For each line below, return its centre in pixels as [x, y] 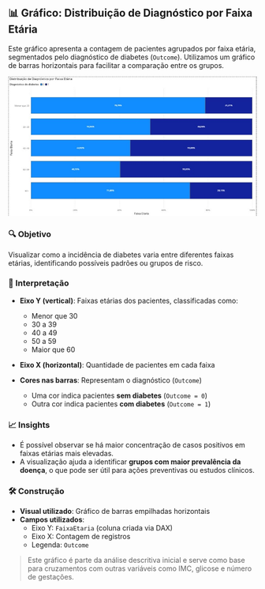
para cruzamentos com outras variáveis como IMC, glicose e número [140, 568]
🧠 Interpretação [39, 283]
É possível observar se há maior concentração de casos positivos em [132, 445]
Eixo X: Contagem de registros [81, 537]
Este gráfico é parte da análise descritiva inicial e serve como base [136, 561]
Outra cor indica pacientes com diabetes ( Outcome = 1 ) [121, 404]
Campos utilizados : [52, 519]
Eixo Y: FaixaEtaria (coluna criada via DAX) [102, 528]
